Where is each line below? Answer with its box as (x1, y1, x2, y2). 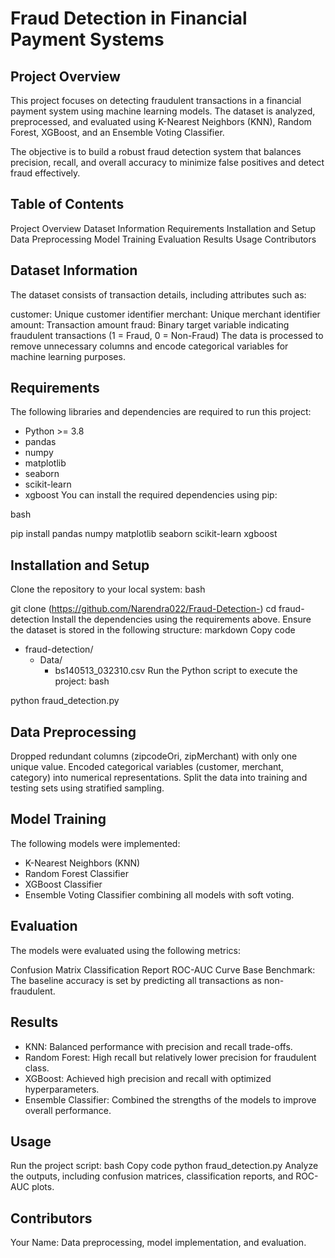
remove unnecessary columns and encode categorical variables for (10, 340, 289, 352)
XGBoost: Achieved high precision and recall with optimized (24, 1072, 272, 1084)
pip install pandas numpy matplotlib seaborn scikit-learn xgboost (10, 528, 278, 540)
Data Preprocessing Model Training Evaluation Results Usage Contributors (10, 233, 317, 245)
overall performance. (24, 1104, 112, 1116)
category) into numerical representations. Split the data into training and (10, 772, 308, 784)
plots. (31, 1181, 55, 1193)
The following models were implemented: (10, 837, 181, 849)
